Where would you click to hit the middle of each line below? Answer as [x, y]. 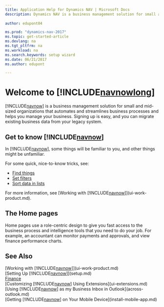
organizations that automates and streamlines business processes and [88, 111]
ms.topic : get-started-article [37, 37]
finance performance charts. [34, 241]
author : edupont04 [24, 23]
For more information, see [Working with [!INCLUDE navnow [65, 193]
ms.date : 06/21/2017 [26, 59]
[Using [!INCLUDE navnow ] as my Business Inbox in [57, 289]
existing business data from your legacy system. [54, 122]
